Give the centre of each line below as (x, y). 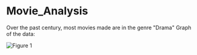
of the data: (21, 33)
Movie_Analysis (47, 11)
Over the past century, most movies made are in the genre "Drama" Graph (99, 27)
